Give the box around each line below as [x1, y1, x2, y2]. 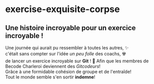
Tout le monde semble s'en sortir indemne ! [5, 74, 95, 80]
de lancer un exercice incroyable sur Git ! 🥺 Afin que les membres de [5, 58, 149, 64]
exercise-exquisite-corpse [5, 4, 120, 15]
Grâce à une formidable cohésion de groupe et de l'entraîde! [5, 69, 132, 74]
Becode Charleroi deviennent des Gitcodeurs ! [5, 63, 101, 69]
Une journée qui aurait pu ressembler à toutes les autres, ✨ [5, 45, 129, 51]
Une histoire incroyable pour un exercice [5, 24, 136, 32]
